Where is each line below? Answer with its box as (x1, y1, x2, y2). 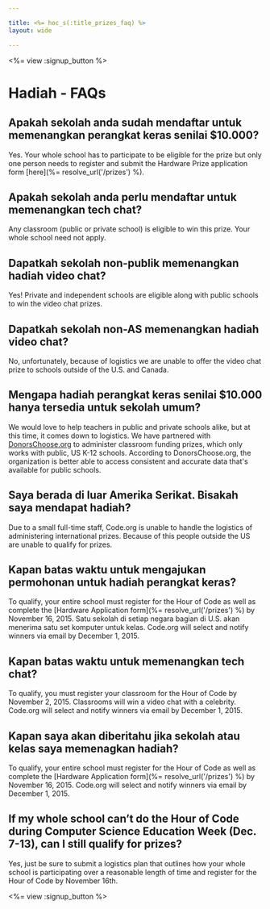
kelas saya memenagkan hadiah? (8, 741, 179, 755)
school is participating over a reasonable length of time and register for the (8, 867, 257, 877)
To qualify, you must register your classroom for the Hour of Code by (8, 689, 238, 698)
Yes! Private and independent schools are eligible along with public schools (8, 290, 260, 300)
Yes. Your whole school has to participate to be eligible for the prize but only (8, 150, 262, 160)
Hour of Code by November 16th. (8, 876, 118, 886)
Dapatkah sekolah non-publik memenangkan (8, 256, 239, 270)
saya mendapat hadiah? (8, 501, 131, 515)
